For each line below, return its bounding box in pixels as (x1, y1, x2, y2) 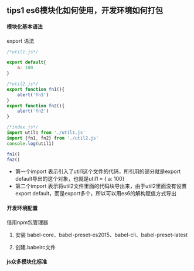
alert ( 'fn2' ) (17, 108, 49, 114)
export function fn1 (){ (6, 86, 65, 92)
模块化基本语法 (6, 23, 43, 30)
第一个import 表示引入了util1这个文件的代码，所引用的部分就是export (15, 168, 181, 175)
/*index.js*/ (6, 124, 39, 130)
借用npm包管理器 (6, 219, 49, 226)
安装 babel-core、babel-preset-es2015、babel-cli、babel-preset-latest (15, 231, 188, 238)
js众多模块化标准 (6, 258, 47, 265)
